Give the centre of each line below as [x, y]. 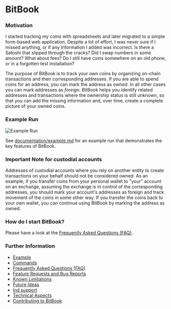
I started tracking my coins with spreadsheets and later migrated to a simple [85, 36]
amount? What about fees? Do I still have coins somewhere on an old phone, [86, 58]
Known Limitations [32, 279]
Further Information [30, 246]
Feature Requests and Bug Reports [49, 273]
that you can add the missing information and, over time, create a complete [84, 101]
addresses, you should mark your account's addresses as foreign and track [85, 192]
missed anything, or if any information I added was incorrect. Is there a [80, 48]
